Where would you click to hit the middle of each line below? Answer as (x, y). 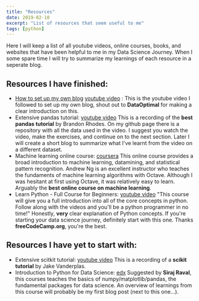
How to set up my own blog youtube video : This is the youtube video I (103, 98)
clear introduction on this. (47, 111)
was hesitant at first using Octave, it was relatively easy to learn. (95, 182)
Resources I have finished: (57, 84)
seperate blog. (24, 65)
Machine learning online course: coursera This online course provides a (104, 156)
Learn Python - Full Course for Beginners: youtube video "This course (102, 194)
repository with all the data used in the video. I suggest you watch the (102, 131)
